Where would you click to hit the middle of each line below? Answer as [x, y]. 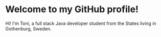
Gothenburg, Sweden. [28, 28]
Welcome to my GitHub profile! [72, 9]
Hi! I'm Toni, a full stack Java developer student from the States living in [81, 23]
